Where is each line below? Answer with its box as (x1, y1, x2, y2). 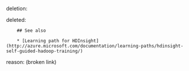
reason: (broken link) (6, 59, 57, 65)
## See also (17, 28, 46, 33)
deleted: (6, 16, 27, 23)
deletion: (6, 5, 28, 12)
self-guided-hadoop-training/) (6, 48, 83, 54)
